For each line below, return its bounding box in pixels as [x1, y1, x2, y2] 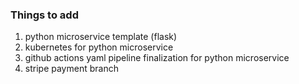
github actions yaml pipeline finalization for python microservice [24, 52, 290, 64]
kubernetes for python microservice [24, 41, 174, 53]
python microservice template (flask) [24, 31, 178, 43]
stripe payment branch [24, 63, 119, 75]
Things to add [10, 8, 79, 22]
